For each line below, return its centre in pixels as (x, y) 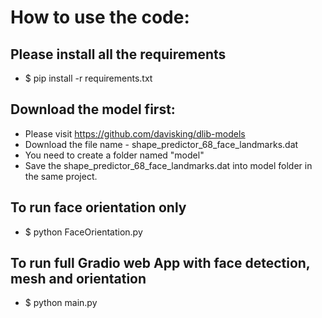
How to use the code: (100, 17)
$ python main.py (61, 303)
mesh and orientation (78, 279)
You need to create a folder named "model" (114, 155)
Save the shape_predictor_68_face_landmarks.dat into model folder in (168, 165)
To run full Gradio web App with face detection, (160, 263)
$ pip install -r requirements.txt (88, 78)
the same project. (61, 176)
